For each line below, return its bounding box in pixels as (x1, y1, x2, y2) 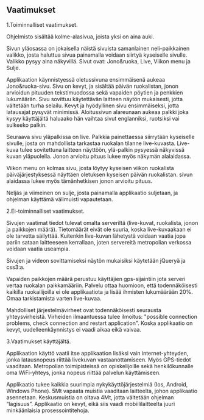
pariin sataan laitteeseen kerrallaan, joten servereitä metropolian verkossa (6, 238, 192, 246)
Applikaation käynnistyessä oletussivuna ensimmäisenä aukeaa (6, 76, 166, 83)
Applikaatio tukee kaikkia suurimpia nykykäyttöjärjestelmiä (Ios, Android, (6, 380, 188, 388)
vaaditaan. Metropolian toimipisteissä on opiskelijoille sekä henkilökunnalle (6, 362, 194, 369)
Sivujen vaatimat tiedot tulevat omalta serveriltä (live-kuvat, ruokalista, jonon (6, 219, 199, 226)
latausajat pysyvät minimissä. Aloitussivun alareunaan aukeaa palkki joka (6, 108, 189, 115)
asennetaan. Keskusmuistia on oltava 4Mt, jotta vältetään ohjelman (6, 393, 174, 401)
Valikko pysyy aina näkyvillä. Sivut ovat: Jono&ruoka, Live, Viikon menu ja (6, 57, 191, 65)
